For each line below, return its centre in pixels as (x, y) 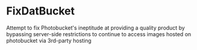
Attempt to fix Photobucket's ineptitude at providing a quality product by (95, 28)
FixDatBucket (41, 11)
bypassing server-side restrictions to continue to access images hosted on (99, 34)
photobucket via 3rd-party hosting (49, 40)
